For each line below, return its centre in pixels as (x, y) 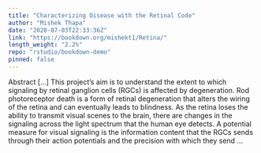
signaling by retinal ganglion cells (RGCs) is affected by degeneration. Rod (129, 90)
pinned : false (32, 60)
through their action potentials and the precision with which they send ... (125, 140)
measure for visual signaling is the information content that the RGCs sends (131, 132)
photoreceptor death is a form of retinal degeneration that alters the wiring (129, 99)
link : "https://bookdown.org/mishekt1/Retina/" (88, 37)
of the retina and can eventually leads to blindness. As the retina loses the (128, 106)
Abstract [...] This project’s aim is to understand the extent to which (117, 82)
